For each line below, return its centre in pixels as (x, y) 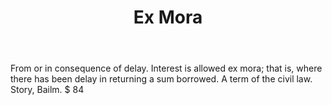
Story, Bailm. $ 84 (47, 90)
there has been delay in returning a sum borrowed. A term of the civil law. (161, 79)
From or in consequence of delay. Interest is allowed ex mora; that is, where (166, 68)
